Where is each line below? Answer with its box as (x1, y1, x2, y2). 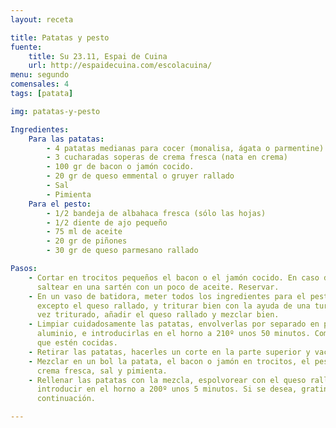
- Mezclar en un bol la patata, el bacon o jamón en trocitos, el (28, 356, 311, 366)
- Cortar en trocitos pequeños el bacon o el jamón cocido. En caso (28, 272, 320, 283)
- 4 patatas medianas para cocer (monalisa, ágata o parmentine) (46, 143, 325, 153)
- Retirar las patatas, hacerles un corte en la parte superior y (28, 347, 311, 357)
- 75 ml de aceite (46, 227, 123, 237)
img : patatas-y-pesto (10, 106, 101, 116)
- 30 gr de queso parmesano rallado (46, 246, 199, 256)
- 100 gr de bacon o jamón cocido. (46, 162, 195, 172)
